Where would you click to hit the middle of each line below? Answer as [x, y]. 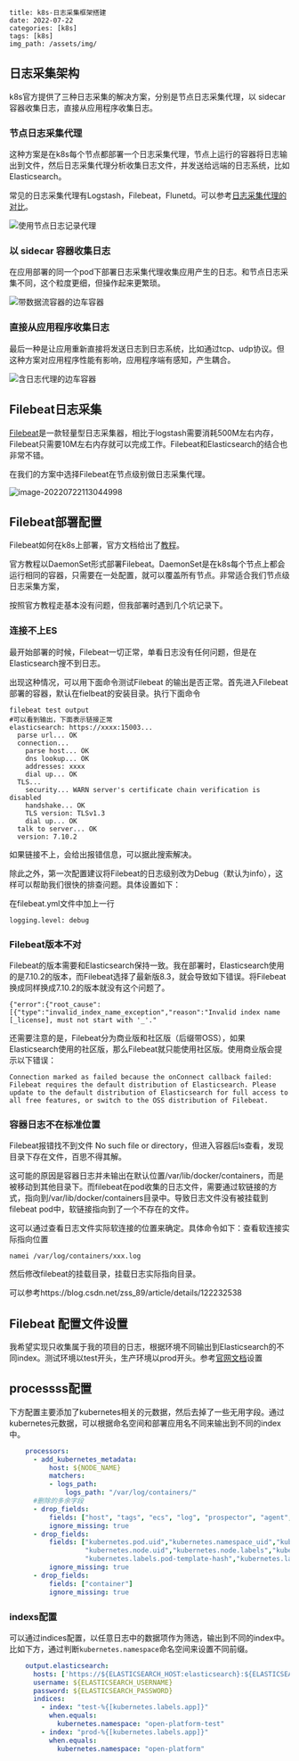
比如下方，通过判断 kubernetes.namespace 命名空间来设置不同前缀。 [131, 1649]
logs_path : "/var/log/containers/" [131, 1492]
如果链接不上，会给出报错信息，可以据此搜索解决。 [103, 854]
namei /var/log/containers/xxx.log [75, 1256]
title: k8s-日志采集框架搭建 [58, 12]
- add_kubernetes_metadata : [85, 1459]
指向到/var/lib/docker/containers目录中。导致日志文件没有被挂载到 [146, 1198]
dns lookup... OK [57, 758]
